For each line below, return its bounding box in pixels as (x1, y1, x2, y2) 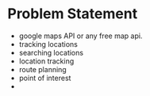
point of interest (18, 73, 71, 83)
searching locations (18, 48, 84, 57)
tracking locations (18, 39, 79, 48)
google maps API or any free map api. (18, 31, 143, 40)
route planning (18, 64, 67, 74)
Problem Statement (7, 5, 138, 23)
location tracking (18, 56, 75, 66)
